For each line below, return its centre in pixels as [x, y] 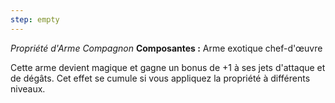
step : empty [35, 19]
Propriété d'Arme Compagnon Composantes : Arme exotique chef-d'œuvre [166, 48]
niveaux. [28, 88]
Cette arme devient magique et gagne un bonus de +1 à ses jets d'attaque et [168, 67]
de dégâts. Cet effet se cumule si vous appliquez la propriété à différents [160, 78]
